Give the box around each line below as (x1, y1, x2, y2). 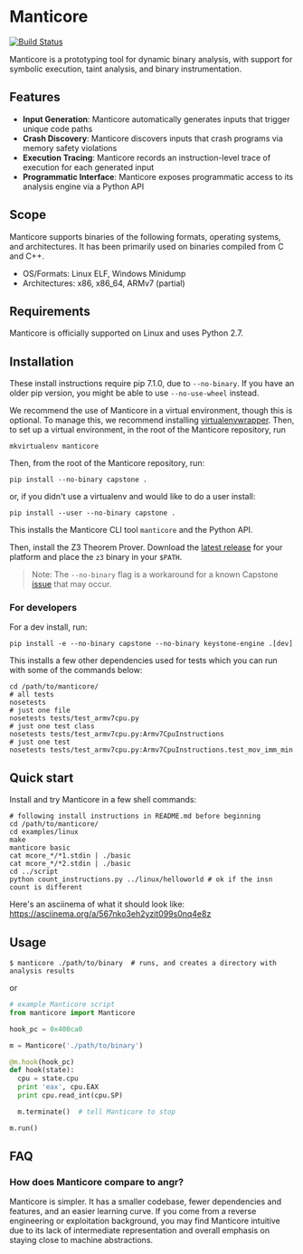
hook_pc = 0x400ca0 (9, 1024, 83, 1033)
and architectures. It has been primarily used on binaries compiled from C (9, 241, 284, 252)
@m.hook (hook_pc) (9, 1057, 75, 1067)
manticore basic (9, 843, 71, 852)
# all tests (9, 690, 54, 699)
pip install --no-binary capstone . (9, 475, 147, 485)
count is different (9, 883, 83, 892)
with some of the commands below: (9, 665, 143, 676)
